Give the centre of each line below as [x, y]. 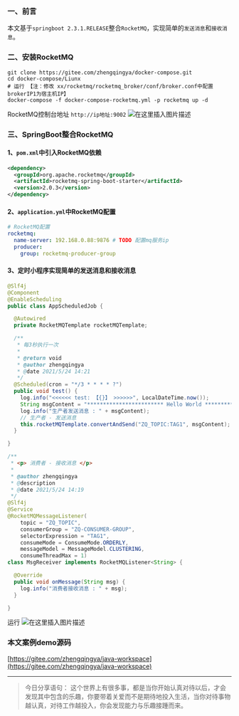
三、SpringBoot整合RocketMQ [60, 135]
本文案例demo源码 [39, 643]
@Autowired [30, 319]
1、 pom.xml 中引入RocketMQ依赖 [54, 153]
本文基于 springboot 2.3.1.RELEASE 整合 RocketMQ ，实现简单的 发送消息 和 [110, 28]
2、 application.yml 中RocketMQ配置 [62, 211]
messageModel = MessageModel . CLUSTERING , [82, 549]
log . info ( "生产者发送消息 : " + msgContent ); [85, 411]
